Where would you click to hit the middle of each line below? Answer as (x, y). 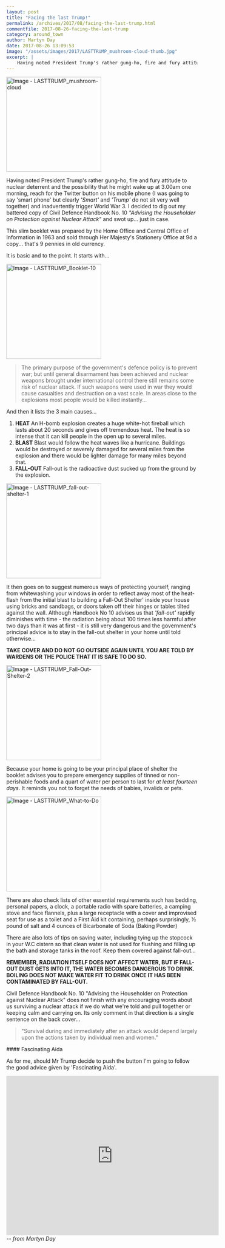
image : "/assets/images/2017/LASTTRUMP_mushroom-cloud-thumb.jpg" (92, 52)
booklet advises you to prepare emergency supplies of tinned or (86, 775)
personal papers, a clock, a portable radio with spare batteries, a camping (99, 906)
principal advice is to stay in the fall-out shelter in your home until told (93, 632)
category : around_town (35, 35)
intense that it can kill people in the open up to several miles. (91, 436)
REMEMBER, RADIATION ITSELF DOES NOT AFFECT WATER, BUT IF (92, 962)
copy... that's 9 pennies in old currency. (55, 244)
